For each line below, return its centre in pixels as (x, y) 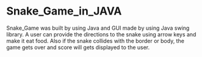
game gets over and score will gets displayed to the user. (78, 47)
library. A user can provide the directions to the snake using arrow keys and (101, 34)
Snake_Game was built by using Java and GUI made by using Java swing (98, 28)
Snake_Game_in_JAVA (64, 11)
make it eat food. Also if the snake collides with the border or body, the (96, 41)
